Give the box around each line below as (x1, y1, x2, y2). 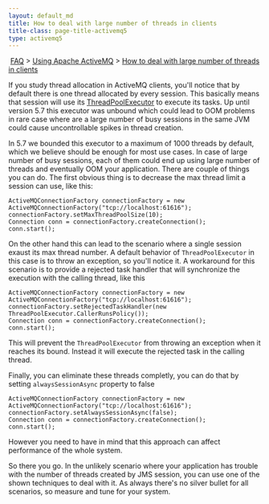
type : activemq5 (8, 34, 63, 43)
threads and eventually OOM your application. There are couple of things (8, 164, 251, 174)
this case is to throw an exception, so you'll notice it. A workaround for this (8, 256, 255, 266)
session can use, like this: (8, 182, 94, 191)
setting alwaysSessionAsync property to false (8, 379, 155, 389)
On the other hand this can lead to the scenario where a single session (8, 239, 243, 249)
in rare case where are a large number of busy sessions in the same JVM (8, 114, 251, 125)
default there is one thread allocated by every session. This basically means (8, 89, 259, 99)
